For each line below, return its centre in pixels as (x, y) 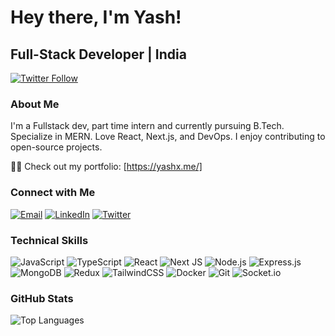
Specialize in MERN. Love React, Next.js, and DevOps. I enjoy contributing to (168, 137)
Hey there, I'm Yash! (96, 17)
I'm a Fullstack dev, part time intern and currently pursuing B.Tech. (147, 126)
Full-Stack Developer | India (98, 54)
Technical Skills (49, 240)
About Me (35, 104)
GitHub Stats (42, 298)
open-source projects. (56, 147)
